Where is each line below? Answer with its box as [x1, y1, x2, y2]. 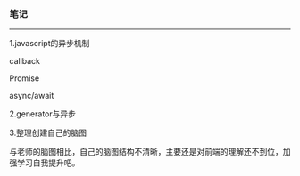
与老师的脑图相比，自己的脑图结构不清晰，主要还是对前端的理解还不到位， [9, 147, 283, 157]
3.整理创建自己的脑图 [9, 127, 87, 139]
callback [9, 56, 41, 67]
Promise [9, 73, 40, 84]
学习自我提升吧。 [16, 157, 80, 168]
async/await [9, 91, 54, 101]
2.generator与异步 [9, 108, 76, 119]
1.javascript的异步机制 [9, 38, 90, 49]
